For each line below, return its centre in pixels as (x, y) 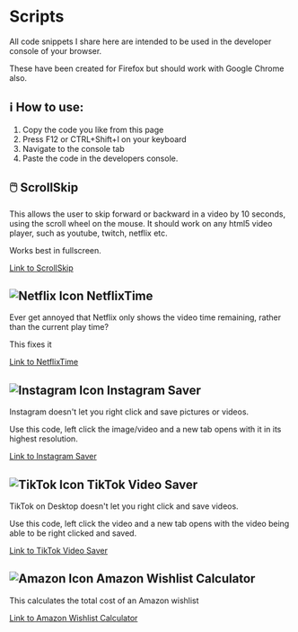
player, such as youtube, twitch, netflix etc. (88, 233)
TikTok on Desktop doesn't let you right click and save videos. (124, 506)
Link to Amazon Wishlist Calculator (74, 618)
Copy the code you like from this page (93, 129)
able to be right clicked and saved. (73, 533)
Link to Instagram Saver (53, 457)
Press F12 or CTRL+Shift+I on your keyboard (104, 139)
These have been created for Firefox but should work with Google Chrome (147, 68)
